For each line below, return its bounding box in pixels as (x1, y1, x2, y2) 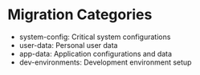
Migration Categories (7, 6, 153, 24)
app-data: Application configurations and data (18, 49, 173, 58)
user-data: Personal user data (18, 40, 118, 49)
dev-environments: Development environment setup (18, 57, 192, 67)
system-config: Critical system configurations (18, 32, 171, 41)
